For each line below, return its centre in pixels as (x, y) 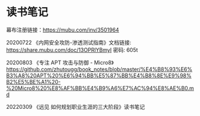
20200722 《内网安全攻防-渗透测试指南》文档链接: (69, 42)
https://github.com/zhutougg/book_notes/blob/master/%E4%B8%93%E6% (99, 69)
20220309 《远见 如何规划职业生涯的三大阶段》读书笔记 (76, 106)
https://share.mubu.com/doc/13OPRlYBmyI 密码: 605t (72, 50)
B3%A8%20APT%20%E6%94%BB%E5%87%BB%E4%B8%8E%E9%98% (99, 76)
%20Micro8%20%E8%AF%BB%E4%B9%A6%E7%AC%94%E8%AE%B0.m (100, 88)
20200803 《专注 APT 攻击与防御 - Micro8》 (60, 62)
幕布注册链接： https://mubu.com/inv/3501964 (63, 30)
